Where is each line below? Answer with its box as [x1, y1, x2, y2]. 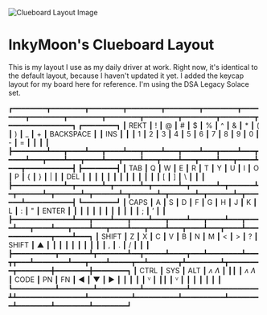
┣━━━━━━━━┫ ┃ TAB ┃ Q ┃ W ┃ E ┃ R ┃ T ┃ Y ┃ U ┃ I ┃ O [77, 163, 260, 173]
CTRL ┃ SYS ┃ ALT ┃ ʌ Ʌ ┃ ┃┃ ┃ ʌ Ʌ [139, 265, 256, 275]
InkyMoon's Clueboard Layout [8, 36, 215, 54]
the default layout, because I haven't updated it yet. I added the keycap [8, 71, 244, 80]
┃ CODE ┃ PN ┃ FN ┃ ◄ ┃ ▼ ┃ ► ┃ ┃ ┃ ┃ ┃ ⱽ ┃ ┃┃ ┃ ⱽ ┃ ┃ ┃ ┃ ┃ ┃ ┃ [8, 274, 223, 284]
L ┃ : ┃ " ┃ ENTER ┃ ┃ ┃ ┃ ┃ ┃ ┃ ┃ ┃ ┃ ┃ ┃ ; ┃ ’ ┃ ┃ [8, 206, 167, 215]
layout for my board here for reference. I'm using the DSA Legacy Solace [8, 79, 249, 88]
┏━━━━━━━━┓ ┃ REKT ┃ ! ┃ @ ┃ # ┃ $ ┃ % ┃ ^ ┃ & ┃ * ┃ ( [77, 121, 260, 130]
